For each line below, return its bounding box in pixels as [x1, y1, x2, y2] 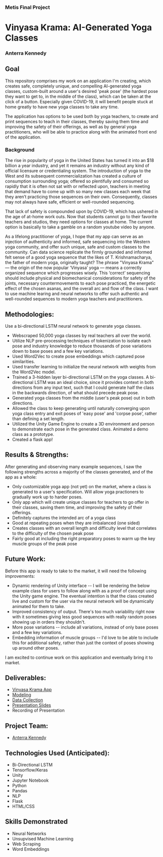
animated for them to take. [12, 603, 66, 609]
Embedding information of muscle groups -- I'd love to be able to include [12, 634, 159, 640]
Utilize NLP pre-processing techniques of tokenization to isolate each [12, 338, 152, 343]
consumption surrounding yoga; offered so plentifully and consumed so [5, 178, 149, 184]
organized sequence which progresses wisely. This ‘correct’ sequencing [5, 270, 150, 276]
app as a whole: [5, 474, 37, 480]
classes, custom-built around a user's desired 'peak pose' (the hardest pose [5, 88, 158, 94]
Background [5, 146, 35, 153]
